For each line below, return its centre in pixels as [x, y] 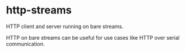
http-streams [39, 10]
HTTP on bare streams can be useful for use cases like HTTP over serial [93, 37]
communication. [25, 44]
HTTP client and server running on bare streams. [65, 26]
